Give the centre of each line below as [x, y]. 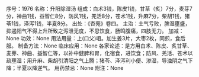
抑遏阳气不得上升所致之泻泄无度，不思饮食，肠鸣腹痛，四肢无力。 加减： [95, 31]
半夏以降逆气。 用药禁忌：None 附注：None [70, 68]
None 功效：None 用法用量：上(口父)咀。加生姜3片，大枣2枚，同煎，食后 [96, 38]
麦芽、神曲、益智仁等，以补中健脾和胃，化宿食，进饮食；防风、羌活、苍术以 [99, 53]
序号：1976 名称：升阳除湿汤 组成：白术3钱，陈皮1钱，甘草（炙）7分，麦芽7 [99, 9]
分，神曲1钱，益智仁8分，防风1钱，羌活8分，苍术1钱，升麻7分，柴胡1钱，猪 [98, 16]
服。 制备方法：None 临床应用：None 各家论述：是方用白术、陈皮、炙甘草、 [99, 46]
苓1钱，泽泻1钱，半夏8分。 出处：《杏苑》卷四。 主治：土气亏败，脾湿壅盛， [98, 23]
